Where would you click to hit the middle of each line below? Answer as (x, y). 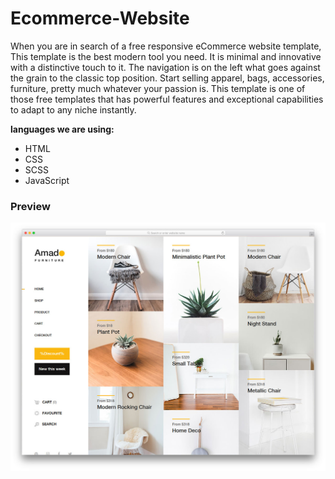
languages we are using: (62, 129)
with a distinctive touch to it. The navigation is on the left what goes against (165, 67)
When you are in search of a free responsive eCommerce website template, (166, 46)
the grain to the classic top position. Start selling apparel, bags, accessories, (167, 78)
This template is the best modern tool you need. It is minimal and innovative (166, 56)
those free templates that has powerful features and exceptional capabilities (167, 99)
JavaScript (47, 180)
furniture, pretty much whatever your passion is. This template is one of (158, 88)
